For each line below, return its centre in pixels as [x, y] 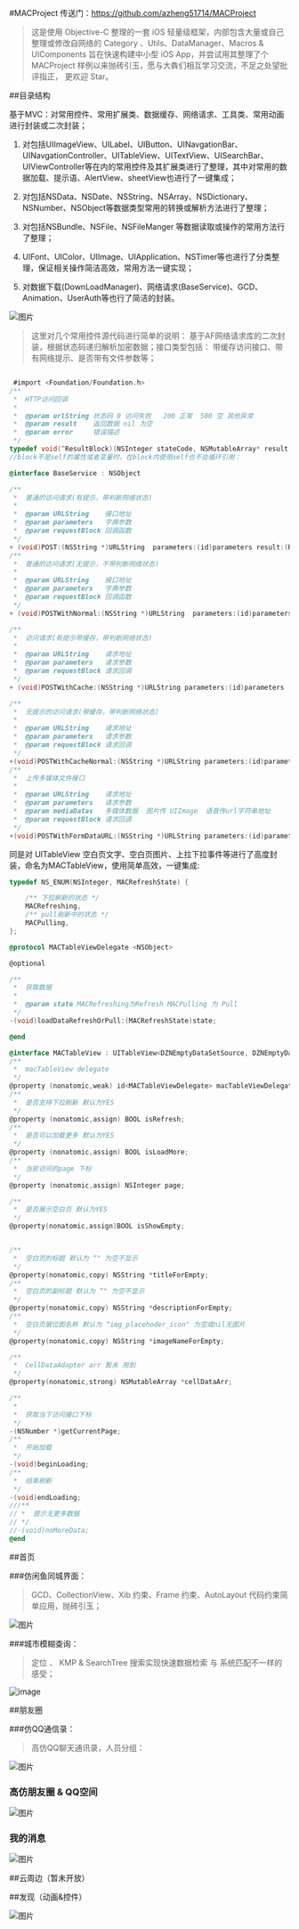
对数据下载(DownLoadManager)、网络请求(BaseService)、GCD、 [142, 287]
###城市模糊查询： [44, 1643]
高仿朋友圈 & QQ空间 [53, 1792]
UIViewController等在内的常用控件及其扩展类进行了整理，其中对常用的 [151, 166]
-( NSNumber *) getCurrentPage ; [65, 1431]
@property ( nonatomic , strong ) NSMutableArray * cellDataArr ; [121, 1382]
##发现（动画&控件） [48, 1897]
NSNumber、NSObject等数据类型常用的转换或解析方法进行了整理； [145, 208]
